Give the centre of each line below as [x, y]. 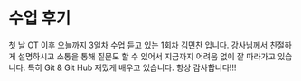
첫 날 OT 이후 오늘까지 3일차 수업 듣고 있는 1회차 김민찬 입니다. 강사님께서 [138, 45]
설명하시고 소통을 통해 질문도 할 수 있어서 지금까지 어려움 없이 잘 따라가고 [147, 56]
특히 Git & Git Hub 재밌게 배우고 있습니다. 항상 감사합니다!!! [132, 67]
